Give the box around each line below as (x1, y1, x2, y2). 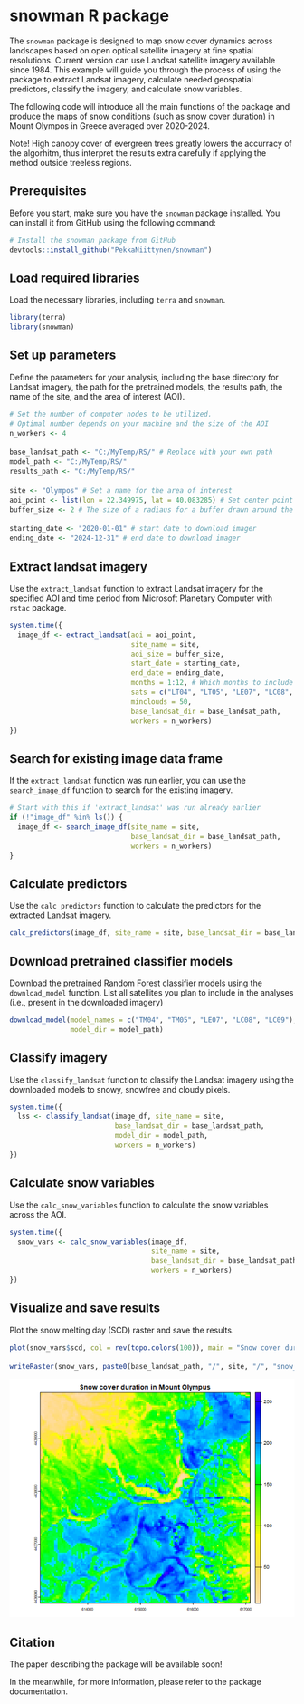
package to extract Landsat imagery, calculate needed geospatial (9, 73, 253, 84)
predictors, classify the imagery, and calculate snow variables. (9, 83, 242, 94)
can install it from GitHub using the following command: (9, 217, 217, 227)
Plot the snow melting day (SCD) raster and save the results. (9, 1324, 234, 1335)
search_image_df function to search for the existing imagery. (9, 785, 233, 795)
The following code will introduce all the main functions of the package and (9, 101, 290, 111)
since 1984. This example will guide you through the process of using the (9, 64, 282, 75)
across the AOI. (9, 1208, 67, 1219)
